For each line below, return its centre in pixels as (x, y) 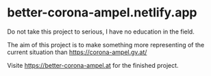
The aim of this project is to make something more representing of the (106, 45)
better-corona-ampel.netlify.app (102, 13)
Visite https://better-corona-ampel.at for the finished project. (93, 65)
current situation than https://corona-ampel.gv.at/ (77, 52)
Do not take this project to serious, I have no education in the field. (101, 31)
